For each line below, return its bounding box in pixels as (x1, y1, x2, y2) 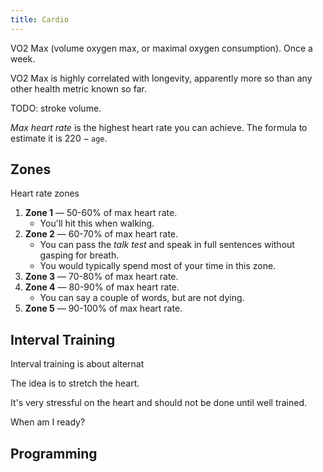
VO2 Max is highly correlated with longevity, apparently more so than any (10, 72, 313, 84)
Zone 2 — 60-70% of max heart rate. (24, 228, 179, 240)
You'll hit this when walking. (39, 217, 155, 230)
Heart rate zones (10, 187, 80, 200)
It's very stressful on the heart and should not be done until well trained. (10, 397, 308, 409)
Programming (10, 445, 98, 462)
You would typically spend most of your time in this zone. (39, 260, 277, 272)
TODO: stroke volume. (10, 102, 102, 114)
